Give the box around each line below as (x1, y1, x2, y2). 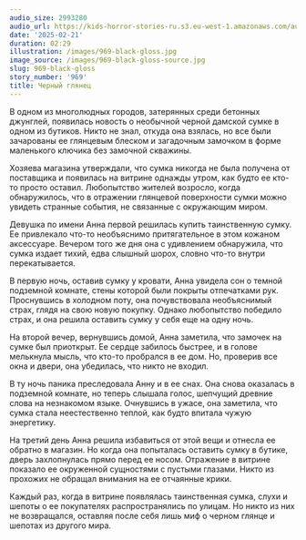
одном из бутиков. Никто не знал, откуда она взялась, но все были (9, 125, 271, 137)
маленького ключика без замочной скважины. (9, 145, 192, 156)
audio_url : (9, 22, 51, 31)
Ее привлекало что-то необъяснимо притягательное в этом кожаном (9, 229, 280, 239)
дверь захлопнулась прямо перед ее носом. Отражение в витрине (9, 453, 271, 464)
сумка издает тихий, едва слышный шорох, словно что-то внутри (9, 248, 266, 259)
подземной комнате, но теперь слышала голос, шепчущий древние (9, 388, 273, 399)
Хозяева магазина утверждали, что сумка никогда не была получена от (9, 162, 291, 173)
